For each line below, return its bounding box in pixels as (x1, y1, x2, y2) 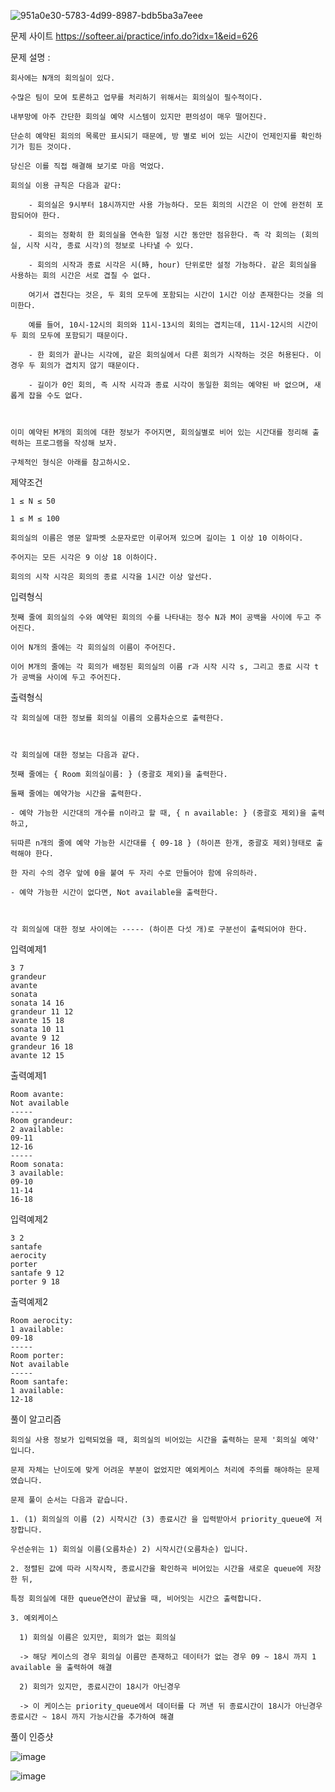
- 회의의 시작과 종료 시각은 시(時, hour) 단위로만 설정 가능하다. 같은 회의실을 (28, 260, 318, 270)
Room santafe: (10, 1377, 70, 1387)
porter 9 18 (10, 1277, 60, 1287)
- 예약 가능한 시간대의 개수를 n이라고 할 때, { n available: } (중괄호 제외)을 (10, 808, 307, 818)
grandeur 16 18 (10, 1042, 74, 1052)
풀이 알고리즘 (10, 1413, 62, 1425)
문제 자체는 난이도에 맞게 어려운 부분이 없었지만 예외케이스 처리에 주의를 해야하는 (10, 1465, 302, 1475)
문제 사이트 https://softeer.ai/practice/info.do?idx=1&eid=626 (10, 30, 259, 42)
